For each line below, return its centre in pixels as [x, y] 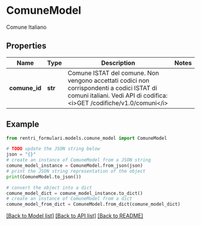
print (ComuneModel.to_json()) [44, 177]
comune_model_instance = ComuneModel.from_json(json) [75, 166]
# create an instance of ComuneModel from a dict [69, 199]
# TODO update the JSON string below [53, 149]
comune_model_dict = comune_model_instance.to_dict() [75, 193]
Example [23, 124]
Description [118, 62]
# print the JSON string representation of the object [76, 171]
